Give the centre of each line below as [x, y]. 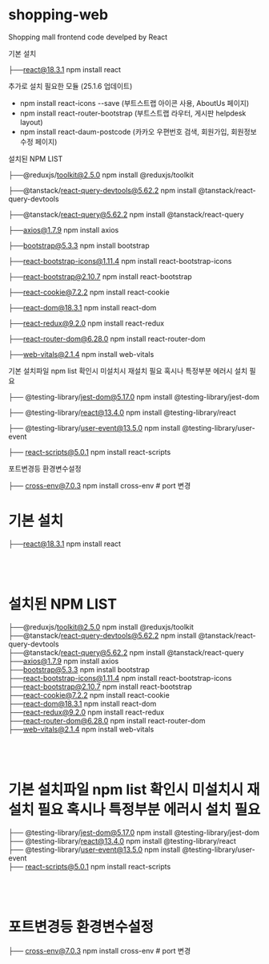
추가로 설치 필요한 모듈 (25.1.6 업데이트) [70, 86]
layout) [31, 122]
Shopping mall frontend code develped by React [88, 37]
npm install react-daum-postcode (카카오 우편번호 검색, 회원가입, [124, 132]
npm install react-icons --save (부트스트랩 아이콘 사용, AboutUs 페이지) [134, 103]
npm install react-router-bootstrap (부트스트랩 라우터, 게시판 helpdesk [133, 113]
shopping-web [58, 15]
